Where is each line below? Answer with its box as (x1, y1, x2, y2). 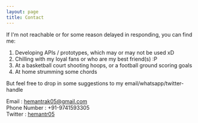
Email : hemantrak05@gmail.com (6, 97, 88, 105)
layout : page (6, 8, 39, 15)
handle (6, 86, 23, 93)
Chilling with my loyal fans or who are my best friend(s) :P (14, 55, 157, 62)
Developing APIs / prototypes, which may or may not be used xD (14, 49, 175, 56)
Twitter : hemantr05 (6, 110, 55, 118)
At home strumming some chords (14, 68, 98, 75)
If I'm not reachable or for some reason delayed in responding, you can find (6, 31, 193, 38)
